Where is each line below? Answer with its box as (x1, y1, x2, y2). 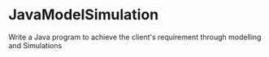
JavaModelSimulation (8, 6, 159, 24)
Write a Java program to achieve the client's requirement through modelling (8, 32, 262, 42)
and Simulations (8, 40, 63, 50)
